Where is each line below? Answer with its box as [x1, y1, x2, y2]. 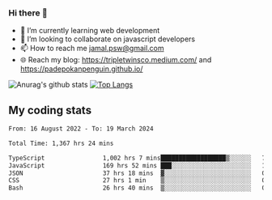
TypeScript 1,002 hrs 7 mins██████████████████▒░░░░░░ [8, 154, 252, 162]
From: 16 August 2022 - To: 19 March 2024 [8, 125, 154, 133]
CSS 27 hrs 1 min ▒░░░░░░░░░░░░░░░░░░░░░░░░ [8, 177, 252, 185]
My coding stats [8, 103, 91, 117]
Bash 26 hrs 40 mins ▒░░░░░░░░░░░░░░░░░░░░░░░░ [8, 184, 252, 193]
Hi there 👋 [8, 7, 49, 19]
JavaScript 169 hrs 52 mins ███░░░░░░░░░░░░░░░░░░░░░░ [8, 161, 252, 169]
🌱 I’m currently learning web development [19, 26, 160, 36]
